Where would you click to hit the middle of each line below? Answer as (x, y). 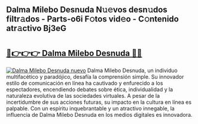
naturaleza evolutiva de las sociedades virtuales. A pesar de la (83, 96)
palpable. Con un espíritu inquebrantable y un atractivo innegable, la (90, 108)
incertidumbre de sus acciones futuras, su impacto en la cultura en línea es (99, 102)
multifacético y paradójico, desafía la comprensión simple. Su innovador (95, 77)
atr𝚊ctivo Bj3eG (36, 28)
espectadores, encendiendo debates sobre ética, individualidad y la (90, 89)
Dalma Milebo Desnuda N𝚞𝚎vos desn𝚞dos (87, 10)
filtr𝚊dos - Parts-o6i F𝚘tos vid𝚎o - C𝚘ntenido (93, 19)
